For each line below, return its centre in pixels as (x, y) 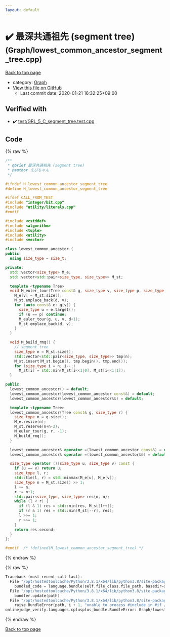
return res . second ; (35, 530)
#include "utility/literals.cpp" (40, 207)
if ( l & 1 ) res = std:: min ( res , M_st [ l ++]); (66, 506)
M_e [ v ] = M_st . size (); (38, 296)
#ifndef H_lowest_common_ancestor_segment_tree (56, 184)
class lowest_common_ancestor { (39, 249)
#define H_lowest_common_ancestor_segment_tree (56, 189)
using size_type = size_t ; (38, 259)
